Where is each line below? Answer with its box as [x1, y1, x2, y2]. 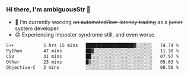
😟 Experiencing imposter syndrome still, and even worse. [14, 31, 156, 38]
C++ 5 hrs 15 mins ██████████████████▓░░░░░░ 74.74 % [6, 42, 179, 49]
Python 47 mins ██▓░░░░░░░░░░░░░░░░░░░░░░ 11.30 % [6, 48, 179, 54]
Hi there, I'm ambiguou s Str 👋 [6, 5, 91, 14]
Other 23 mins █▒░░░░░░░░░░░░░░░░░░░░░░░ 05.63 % [6, 59, 179, 65]
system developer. [14, 25, 60, 32]
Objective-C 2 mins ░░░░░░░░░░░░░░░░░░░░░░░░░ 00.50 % [6, 64, 179, 70]
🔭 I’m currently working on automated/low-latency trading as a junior [14, 19, 183, 26]
